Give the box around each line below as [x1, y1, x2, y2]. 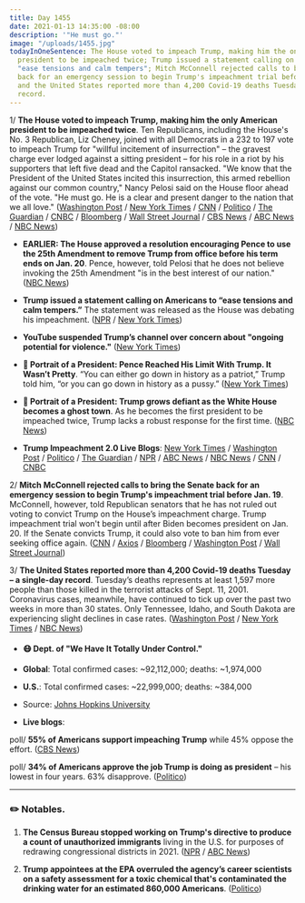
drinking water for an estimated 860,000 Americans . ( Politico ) [22, 883, 262, 894]
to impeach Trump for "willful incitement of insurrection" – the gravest [9, 143, 271, 155]
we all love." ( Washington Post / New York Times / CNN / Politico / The [9, 201, 273, 212]
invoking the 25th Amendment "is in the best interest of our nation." [22, 267, 275, 278]
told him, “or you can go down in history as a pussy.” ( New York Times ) [22, 378, 289, 389]
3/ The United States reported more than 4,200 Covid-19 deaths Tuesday [9, 565, 291, 576]
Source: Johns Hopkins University [22, 698, 151, 709]
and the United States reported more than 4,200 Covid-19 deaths [17, 81, 271, 90]
